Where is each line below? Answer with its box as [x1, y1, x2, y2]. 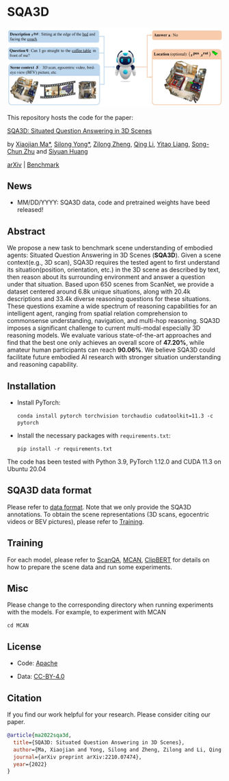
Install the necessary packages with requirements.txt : [16, 431, 171, 440]
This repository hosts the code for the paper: [7, 113, 133, 121]
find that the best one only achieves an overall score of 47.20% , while [7, 339, 205, 347]
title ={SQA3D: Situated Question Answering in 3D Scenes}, [13, 738, 185, 746]
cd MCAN [7, 622, 29, 629]
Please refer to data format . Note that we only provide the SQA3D [7, 503, 191, 511]
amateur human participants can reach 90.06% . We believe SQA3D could [7, 346, 215, 354]
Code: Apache [16, 659, 58, 667]
